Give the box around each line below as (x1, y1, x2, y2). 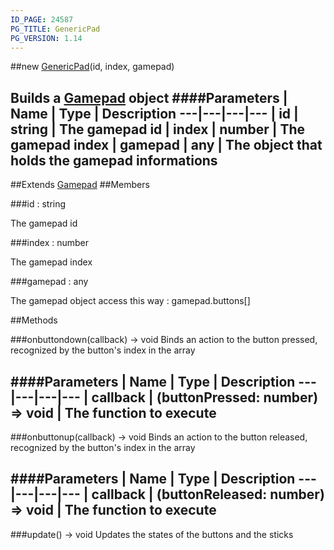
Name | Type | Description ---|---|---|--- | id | (10, 105, 299, 122)
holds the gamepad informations (10, 152, 218, 169)
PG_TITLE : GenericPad (10, 24, 101, 34)
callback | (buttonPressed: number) (91, 389, 319, 406)
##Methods (10, 314, 58, 326)
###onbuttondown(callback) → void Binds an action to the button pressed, (10, 334, 318, 346)
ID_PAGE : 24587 (10, 14, 74, 25)
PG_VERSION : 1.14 (10, 33, 83, 43)
